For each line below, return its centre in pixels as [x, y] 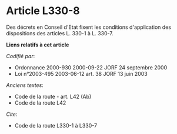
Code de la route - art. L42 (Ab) [53, 96]
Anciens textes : [25, 85]
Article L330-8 [43, 11]
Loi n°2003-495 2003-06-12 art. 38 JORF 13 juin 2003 [81, 73]
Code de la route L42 [40, 103]
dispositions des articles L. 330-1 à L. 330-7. [60, 33]
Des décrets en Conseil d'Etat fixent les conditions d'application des [89, 27]
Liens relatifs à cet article [38, 45]
